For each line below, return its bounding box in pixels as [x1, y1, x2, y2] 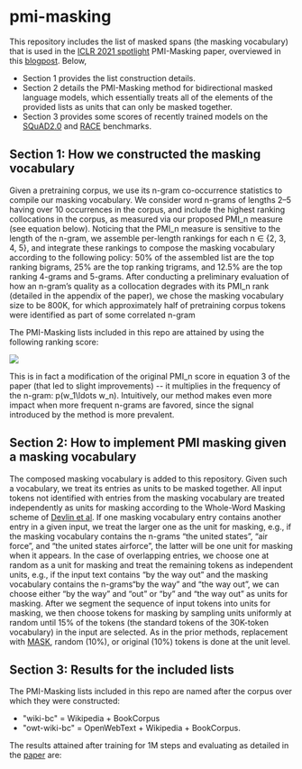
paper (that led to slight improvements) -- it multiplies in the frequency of [9, 380, 281, 391]
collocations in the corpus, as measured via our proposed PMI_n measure [9, 214, 283, 224]
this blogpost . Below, [9, 55, 87, 66]
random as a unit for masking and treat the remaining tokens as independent [9, 559, 293, 570]
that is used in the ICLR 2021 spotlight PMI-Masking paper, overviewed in [9, 45, 281, 56]
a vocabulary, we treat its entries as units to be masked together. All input [9, 482, 282, 493]
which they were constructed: [9, 696, 120, 707]
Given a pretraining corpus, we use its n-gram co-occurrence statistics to [9, 185, 282, 196]
